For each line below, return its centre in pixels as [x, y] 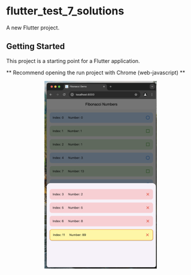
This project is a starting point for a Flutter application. [73, 61]
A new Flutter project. [33, 28]
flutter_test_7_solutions [65, 11]
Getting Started [36, 46]
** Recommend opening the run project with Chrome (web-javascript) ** [96, 72]
